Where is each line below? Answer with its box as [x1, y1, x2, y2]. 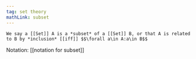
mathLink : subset [6, 14, 49, 20]
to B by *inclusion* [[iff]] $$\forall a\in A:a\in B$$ [6, 36, 148, 42]
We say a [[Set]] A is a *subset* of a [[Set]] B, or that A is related [6, 30, 191, 36]
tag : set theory [6, 8, 46, 15]
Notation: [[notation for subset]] [6, 46, 85, 54]
